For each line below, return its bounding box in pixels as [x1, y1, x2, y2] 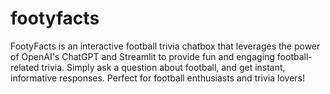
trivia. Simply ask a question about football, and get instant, [41, 61, 286, 73]
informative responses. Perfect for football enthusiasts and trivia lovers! [10, 72, 306, 84]
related [10, 61, 40, 73]
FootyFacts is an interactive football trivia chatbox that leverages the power [10, 40, 321, 52]
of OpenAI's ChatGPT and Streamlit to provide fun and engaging [10, 50, 275, 62]
